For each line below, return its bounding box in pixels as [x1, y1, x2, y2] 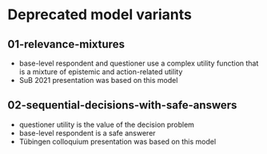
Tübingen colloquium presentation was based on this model [18, 136, 217, 146]
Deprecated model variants [7, 6, 193, 24]
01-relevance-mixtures [7, 38, 126, 51]
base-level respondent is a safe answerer [18, 128, 157, 137]
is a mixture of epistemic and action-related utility [18, 67, 183, 77]
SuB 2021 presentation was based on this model [18, 76, 178, 85]
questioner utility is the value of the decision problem [18, 120, 195, 129]
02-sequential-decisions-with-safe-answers [7, 98, 237, 113]
